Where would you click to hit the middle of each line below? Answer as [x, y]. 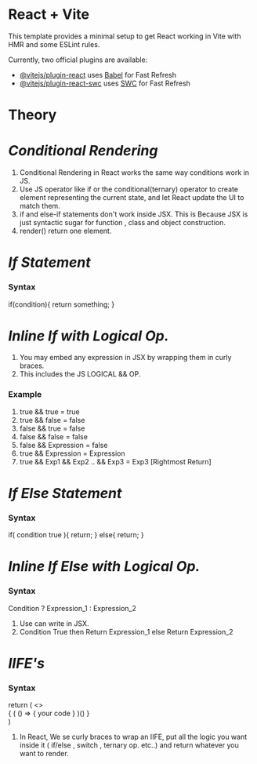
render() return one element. [65, 231]
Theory [33, 115]
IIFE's [27, 663]
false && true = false [52, 428]
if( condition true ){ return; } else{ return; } [76, 535]
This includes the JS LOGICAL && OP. [80, 374]
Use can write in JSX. [54, 623]
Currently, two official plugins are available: [78, 60]
